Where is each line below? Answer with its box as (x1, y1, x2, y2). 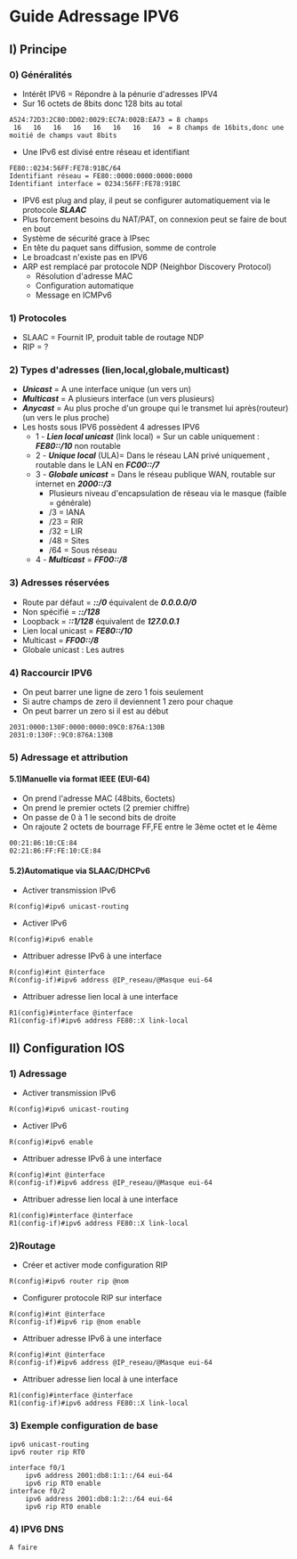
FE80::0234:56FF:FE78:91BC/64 (9, 163, 122, 173)
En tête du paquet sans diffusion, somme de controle (21, 242, 217, 253)
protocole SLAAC (21, 204, 87, 215)
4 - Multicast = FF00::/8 (35, 554, 128, 565)
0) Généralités (9, 69, 73, 81)
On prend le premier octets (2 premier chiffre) (21, 803, 190, 813)
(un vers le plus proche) (21, 412, 110, 423)
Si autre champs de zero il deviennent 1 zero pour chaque (21, 697, 234, 707)
